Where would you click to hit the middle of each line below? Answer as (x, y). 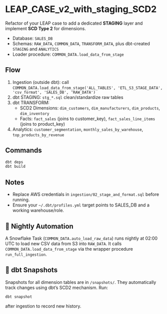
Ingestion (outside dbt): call (40, 82)
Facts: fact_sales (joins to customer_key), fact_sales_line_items (87, 119)
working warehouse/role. (38, 211)
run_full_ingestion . (26, 254)
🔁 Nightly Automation (39, 226)
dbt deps (14, 162)
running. (21, 200)
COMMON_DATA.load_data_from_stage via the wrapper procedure (69, 249)
